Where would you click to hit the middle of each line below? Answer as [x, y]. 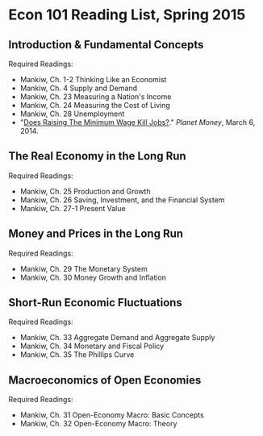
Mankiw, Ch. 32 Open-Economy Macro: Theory [98, 424]
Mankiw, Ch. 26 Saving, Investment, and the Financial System [122, 200]
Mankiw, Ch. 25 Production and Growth [85, 191]
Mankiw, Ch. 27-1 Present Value [73, 208]
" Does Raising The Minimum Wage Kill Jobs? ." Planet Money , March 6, [138, 122]
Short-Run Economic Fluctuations [96, 303]
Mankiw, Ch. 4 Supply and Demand [79, 88]
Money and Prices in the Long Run [96, 234]
